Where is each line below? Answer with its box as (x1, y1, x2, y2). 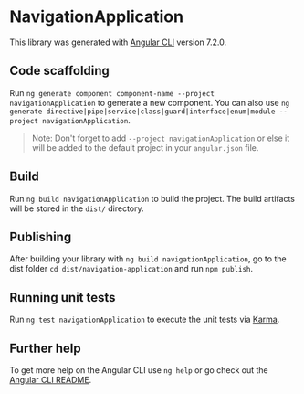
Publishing (9, 229, 72, 244)
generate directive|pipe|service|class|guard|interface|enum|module (9, 107, 276, 116)
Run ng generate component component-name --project (9, 87, 215, 98)
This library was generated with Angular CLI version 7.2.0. (9, 37, 226, 48)
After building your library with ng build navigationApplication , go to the (9, 253, 287, 264)
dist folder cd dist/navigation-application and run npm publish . (9, 263, 254, 274)
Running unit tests (9, 290, 116, 305)
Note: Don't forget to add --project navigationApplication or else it (31, 133, 290, 144)
